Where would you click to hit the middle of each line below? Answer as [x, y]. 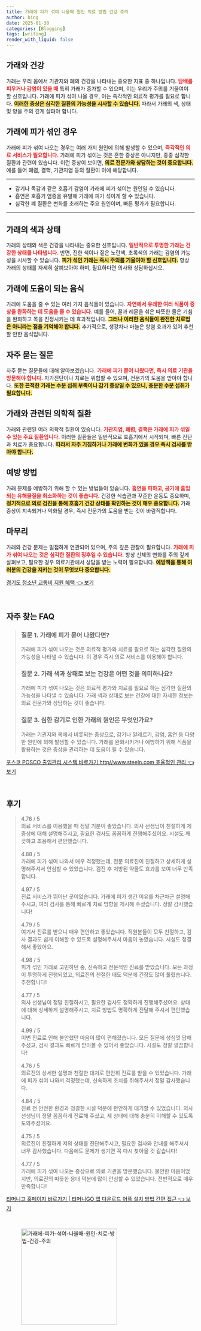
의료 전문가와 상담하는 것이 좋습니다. [63, 703]
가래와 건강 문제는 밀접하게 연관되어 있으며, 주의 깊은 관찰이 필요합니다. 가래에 [97, 547]
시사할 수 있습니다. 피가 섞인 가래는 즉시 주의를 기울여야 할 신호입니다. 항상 [103, 260]
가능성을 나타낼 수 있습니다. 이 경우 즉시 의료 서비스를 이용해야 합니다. [102, 657]
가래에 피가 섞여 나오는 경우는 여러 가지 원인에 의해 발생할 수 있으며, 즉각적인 [95, 147]
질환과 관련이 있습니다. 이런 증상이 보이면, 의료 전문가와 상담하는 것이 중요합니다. [100, 162]
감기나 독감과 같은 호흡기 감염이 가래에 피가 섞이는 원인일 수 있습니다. [95, 188]
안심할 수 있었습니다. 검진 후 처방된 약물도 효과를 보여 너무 [115, 869]
